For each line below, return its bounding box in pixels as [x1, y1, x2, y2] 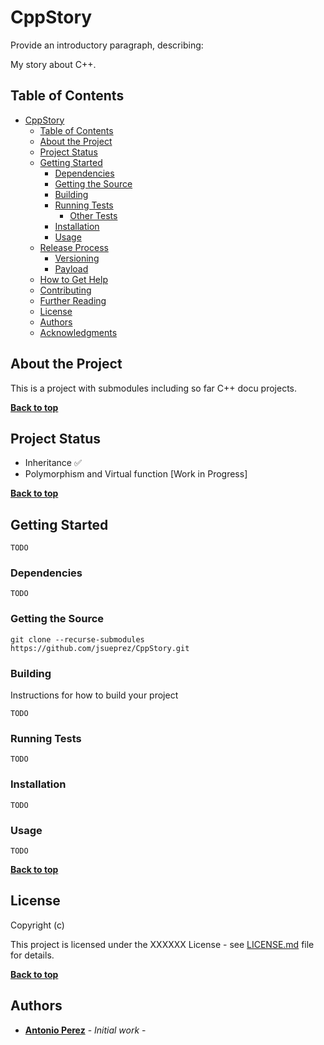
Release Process [39, 241, 109, 253]
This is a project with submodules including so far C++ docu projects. [10, 382, 298, 394]
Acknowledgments [39, 326, 118, 338]
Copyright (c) [10, 919, 65, 931]
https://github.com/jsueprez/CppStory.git [10, 643, 190, 653]
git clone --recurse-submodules [10, 634, 145, 645]
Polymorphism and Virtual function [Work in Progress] [24, 468, 248, 480]
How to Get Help [39, 273, 108, 285]
